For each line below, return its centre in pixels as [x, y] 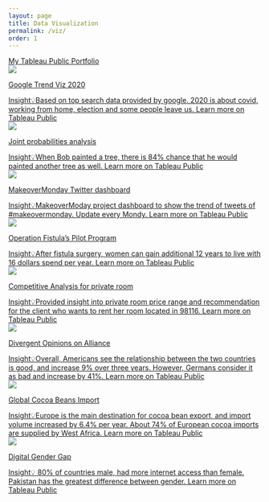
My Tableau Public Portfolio [54, 61]
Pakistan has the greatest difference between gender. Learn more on [122, 481]
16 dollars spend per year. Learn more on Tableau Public [102, 263]
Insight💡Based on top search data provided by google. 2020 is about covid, [133, 101]
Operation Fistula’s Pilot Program [62, 238]
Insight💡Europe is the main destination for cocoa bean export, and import [130, 416]
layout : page [30, 16]
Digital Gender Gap [40, 457]
